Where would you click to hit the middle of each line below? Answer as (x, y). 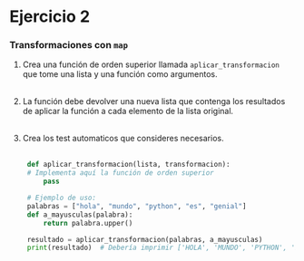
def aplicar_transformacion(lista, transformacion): (128, 165)
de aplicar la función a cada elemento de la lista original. (128, 111)
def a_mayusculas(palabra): (80, 215)
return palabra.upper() (88, 223)
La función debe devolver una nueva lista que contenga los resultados (154, 101)
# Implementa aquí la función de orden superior (121, 173)
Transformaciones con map (69, 45)
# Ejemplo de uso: (62, 198)
